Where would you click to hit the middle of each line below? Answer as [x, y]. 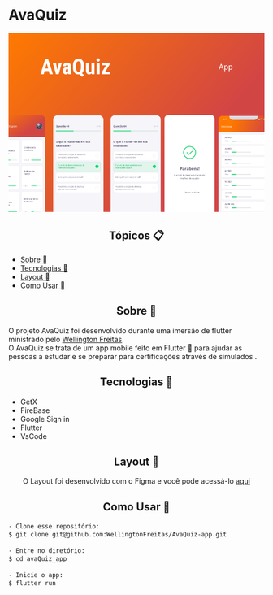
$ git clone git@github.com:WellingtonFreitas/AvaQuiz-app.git [118, 535]
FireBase [35, 410]
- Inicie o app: [36, 575]
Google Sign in [45, 419]
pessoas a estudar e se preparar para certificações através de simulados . [133, 356]
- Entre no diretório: [47, 551]
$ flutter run [32, 584]
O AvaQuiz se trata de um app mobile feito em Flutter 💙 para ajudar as [125, 348]
